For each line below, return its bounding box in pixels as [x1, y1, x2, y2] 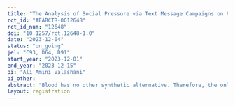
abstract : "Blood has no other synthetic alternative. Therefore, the [7, 82, 218, 89]
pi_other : [7, 75, 36, 82]
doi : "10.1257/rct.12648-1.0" [7, 29, 96, 37]
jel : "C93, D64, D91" [7, 50, 71, 56]
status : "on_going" [7, 43, 64, 50]
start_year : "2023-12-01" [7, 56, 83, 63]
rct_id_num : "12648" [7, 23, 68, 30]
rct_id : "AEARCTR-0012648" [7, 17, 86, 24]
